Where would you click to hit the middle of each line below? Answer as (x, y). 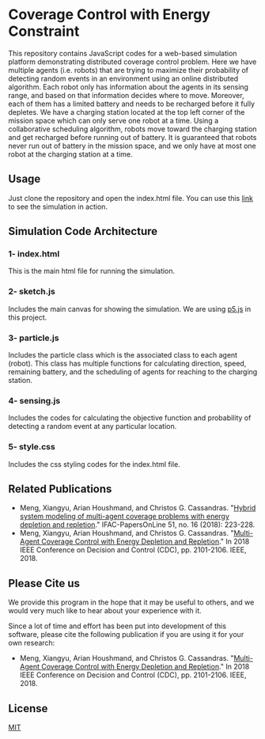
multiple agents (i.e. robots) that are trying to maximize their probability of (129, 70)
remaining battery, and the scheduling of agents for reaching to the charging (133, 372)
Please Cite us (44, 583)
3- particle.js (34, 338)
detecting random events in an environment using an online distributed (123, 78)
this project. (28, 317)
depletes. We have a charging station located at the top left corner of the (127, 112)
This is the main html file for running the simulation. (92, 271)
